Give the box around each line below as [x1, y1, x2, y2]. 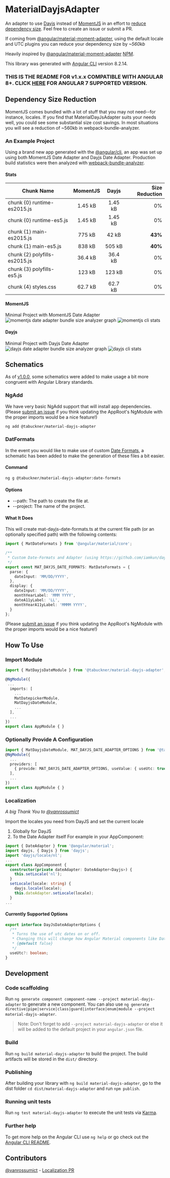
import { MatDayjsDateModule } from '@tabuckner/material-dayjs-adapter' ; [5, 668, 166, 673]
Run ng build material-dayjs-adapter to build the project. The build [5, 1050, 148, 1056]
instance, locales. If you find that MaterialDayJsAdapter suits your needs [5, 114, 156, 120]
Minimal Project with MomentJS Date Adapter [5, 312, 100, 318]
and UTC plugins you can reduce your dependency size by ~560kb [5, 41, 145, 47]
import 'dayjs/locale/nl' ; [5, 853, 62, 858]
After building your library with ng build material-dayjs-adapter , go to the [5, 1080, 161, 1086]
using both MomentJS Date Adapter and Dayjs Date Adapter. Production [5, 154, 156, 160]
